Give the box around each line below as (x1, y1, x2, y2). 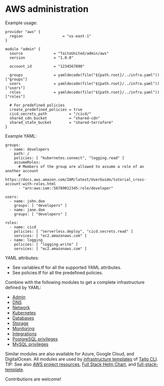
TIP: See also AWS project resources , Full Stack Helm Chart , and (5, 361, 136, 367)
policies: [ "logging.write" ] (14, 242, 78, 247)
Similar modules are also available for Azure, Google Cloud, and (5, 350, 134, 356)
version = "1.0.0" (9, 55, 74, 60)
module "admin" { (5, 46, 41, 51)
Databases (12, 315, 34, 321)
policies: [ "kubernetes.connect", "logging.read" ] (14, 155, 125, 160)
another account (5, 168, 38, 173)
